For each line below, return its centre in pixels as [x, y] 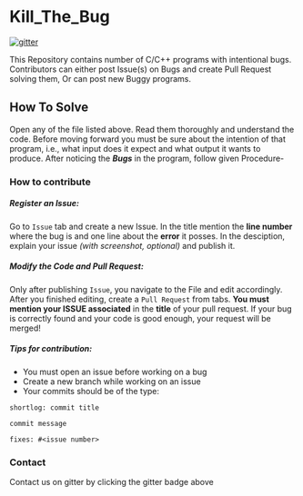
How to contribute [50, 182]
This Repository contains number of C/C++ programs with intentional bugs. [151, 59]
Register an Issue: [45, 203]
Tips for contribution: [51, 349]
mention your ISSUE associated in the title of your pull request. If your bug [151, 308]
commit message [38, 423]
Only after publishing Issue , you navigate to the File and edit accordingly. [146, 289]
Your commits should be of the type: [91, 391]
